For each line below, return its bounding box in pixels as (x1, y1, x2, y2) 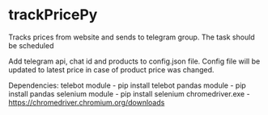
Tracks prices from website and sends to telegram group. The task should (8, 32, 255, 42)
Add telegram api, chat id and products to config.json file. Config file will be (8, 56, 261, 66)
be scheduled (8, 40, 54, 50)
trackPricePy (8, 6, 98, 24)
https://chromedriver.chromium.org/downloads (8, 97, 165, 107)
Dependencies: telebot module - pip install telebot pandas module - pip (8, 80, 247, 90)
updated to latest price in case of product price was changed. (8, 64, 215, 74)
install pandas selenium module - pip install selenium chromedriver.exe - (8, 88, 250, 98)
